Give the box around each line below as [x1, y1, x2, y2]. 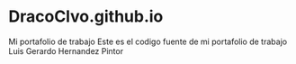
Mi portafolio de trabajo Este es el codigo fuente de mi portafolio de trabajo [8, 36, 288, 47]
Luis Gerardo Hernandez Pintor [8, 45, 123, 56]
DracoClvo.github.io [8, 6, 164, 27]
